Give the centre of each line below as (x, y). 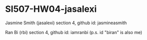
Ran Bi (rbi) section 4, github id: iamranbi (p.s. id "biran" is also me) (74, 32)
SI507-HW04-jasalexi (51, 9)
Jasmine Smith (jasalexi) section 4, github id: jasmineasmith (66, 23)
